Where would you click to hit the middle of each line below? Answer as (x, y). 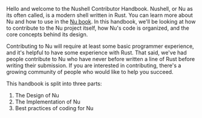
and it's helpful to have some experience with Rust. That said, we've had (96, 53)
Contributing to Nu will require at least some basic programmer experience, (100, 46)
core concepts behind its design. (47, 34)
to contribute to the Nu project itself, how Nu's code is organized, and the (98, 28)
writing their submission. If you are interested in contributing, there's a (94, 65)
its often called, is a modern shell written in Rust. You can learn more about (100, 15)
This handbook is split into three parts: (54, 84)
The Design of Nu (37, 95)
